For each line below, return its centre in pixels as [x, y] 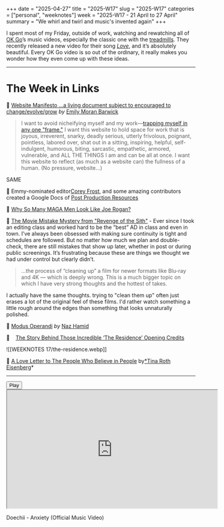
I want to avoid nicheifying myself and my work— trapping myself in [104, 123]
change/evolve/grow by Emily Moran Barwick [62, 111]
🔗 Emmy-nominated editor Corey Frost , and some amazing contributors [94, 191]
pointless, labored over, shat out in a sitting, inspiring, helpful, [97, 142]
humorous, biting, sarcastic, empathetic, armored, [109, 148]
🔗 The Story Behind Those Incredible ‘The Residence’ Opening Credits [95, 337]
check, [15, 246]
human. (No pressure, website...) [62, 168]
